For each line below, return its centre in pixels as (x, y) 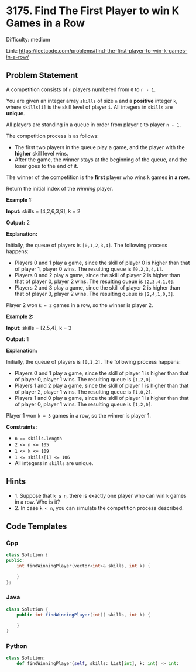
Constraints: (22, 427)
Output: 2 (18, 222)
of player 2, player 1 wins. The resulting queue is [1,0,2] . (84, 392)
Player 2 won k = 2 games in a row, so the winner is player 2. (80, 305)
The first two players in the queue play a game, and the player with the (100, 147)
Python (17, 646)
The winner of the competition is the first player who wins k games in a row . (98, 177)
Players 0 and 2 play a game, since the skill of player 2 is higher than (97, 275)
